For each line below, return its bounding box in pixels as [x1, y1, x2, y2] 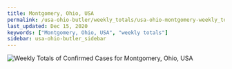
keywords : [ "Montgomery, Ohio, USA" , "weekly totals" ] [7, 29, 168, 36]
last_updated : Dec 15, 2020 [7, 23, 88, 29]
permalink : [7, 16, 39, 23]
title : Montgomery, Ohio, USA [7, 10, 95, 17]
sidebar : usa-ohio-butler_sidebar [7, 36, 107, 42]
